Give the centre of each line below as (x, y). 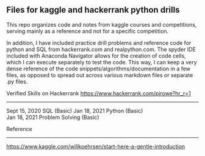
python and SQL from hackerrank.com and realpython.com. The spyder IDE (101, 49)
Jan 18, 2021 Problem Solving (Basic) (53, 117)
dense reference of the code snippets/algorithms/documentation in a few (99, 69)
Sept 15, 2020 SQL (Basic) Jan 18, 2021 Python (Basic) (75, 110)
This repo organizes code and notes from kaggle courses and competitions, (102, 24)
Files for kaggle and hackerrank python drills (93, 10)
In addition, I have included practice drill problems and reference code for (99, 42)
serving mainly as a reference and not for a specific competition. (88, 31)
